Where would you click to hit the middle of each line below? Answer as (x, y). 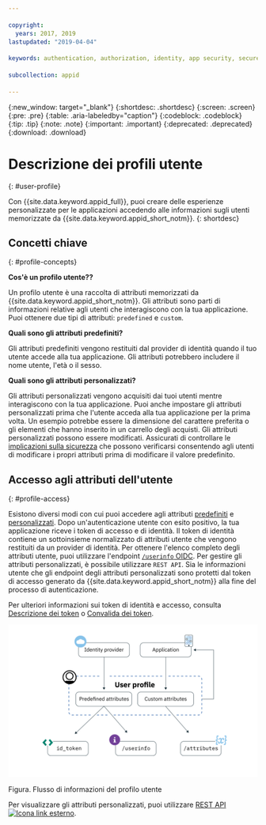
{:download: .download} (47, 132)
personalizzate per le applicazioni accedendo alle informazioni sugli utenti (129, 210)
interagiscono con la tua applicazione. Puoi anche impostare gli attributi (125, 404)
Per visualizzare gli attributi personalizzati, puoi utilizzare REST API (117, 805)
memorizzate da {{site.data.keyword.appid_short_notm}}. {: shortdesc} (124, 218)
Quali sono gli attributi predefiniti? (66, 333)
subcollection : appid (44, 75)
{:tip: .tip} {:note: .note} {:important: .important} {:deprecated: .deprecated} (131, 123)
